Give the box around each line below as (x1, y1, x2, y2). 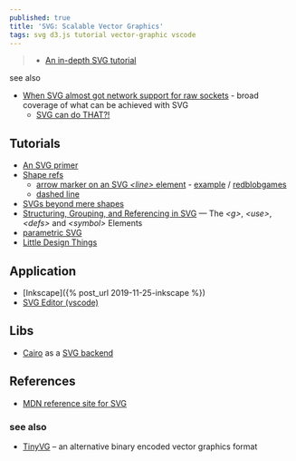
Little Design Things (22, 237, 98, 248)
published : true (9, 13, 71, 23)
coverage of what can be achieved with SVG (22, 100, 188, 111)
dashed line (35, 189, 80, 200)
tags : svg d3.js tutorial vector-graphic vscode (9, 30, 196, 39)
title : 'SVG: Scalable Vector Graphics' (9, 22, 165, 31)
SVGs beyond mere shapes (22, 199, 125, 210)
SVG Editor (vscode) (22, 297, 100, 308)
